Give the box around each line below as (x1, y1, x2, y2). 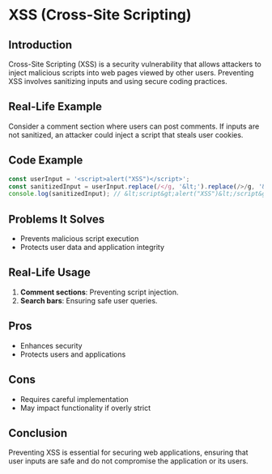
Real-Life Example (8, 99, 103, 114)
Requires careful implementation (19, 394, 130, 404)
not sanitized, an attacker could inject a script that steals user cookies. (8, 129, 244, 139)
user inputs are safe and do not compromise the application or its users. (8, 456, 249, 466)
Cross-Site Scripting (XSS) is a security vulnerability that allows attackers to (8, 59, 261, 69)
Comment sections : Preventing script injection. (19, 287, 180, 297)
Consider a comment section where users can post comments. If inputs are (8, 121, 260, 131)
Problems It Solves (8, 212, 105, 226)
